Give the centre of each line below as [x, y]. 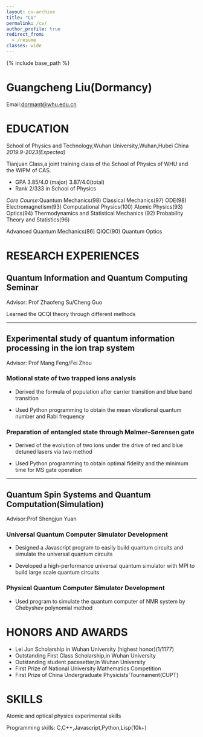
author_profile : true [34, 29]
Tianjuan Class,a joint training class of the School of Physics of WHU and [97, 164]
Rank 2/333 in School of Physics [56, 188]
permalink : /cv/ [27, 23]
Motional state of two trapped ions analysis [71, 379]
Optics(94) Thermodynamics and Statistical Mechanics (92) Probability [95, 213]
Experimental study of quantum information [91, 339]
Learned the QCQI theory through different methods [71, 314]
